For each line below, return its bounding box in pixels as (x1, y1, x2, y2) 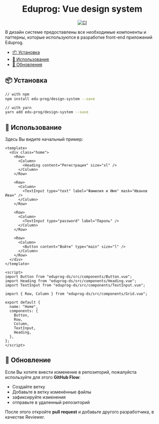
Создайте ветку (12, 383, 45, 390)
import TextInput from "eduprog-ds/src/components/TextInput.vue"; (5, 283, 146, 288)
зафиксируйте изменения (12, 394, 66, 400)
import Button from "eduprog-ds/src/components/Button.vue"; (5, 274, 133, 280)
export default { (5, 300, 41, 305)
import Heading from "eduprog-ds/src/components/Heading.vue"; (5, 279, 137, 283)
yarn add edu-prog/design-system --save (5, 110, 89, 115)
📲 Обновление (5, 356, 51, 364)
